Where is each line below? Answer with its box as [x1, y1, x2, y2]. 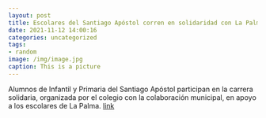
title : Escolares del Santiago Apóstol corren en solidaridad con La [8, 19, 243, 27]
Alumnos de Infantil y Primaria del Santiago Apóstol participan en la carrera [8, 84, 253, 94]
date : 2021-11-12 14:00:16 [8, 26, 97, 34]
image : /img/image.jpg [8, 56, 83, 64]
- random [8, 48, 37, 56]
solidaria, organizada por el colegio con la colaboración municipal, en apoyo [8, 92, 257, 102]
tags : [8, 41, 26, 49]
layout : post [8, 11, 51, 20]
